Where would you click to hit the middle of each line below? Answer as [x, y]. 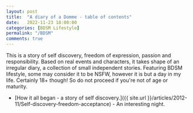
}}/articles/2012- [167, 98]
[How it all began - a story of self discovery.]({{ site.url [80, 98]
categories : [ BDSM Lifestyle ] [43, 28]
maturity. [17, 86]
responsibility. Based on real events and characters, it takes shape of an [93, 61]
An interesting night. [141, 104]
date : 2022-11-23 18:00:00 [42, 22]
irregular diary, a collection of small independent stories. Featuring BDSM [94, 68]
